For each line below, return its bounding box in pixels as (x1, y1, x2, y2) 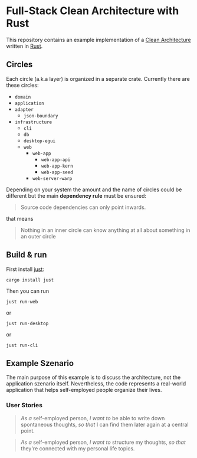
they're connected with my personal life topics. (20, 444, 135, 452)
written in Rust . (6, 42, 43, 50)
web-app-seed (41, 169, 74, 175)
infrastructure (14, 119, 52, 125)
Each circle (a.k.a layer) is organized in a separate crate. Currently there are (6, 75, 190, 82)
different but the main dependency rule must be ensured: (6, 192, 146, 199)
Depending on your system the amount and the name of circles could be (6, 186, 182, 193)
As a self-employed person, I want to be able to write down (20, 414, 165, 421)
